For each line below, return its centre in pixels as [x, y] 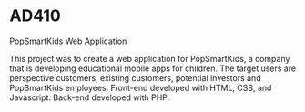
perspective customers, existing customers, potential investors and [135, 77]
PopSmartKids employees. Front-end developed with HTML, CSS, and [141, 87]
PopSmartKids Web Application [68, 41]
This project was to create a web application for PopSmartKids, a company [150, 58]
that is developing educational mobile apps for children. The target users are [153, 68]
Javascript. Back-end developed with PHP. [90, 97]
